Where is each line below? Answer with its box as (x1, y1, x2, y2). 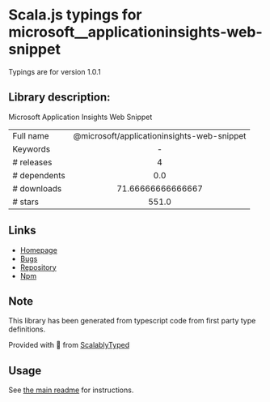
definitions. (8, 324, 46, 334)
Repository (19, 262, 57, 272)
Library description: (8, 91, 111, 105)
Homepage (19, 245, 58, 254)
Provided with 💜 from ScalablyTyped (8, 340, 130, 350)
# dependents (12, 169, 66, 181)
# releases (12, 156, 53, 168)
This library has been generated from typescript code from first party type (8, 316, 256, 326)
